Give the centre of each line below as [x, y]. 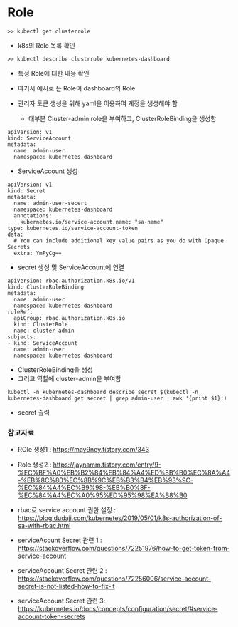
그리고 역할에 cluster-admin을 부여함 [69, 378]
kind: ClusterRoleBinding [45, 287]
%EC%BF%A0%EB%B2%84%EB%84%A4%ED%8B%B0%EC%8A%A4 [124, 473]
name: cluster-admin [44, 331]
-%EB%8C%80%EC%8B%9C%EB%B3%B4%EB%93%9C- [106, 480]
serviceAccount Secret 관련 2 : [62, 571]
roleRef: [20, 312]
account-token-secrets [52, 616]
